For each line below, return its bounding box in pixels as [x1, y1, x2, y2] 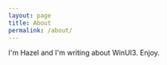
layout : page [8, 11, 52, 20]
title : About [8, 19, 52, 27]
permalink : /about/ [8, 26, 73, 34]
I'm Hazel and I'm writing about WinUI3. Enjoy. [8, 48, 161, 58]
